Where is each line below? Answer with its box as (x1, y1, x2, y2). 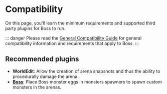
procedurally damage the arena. (12, 73, 79, 79)
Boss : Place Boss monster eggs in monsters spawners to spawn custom (12, 78, 162, 84)
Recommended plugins (5, 55, 79, 63)
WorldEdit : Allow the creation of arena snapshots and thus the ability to (12, 68, 160, 74)
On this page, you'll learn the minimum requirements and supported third (5, 20, 155, 26)
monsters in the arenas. (12, 84, 62, 90)
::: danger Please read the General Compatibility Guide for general (5, 35, 142, 41)
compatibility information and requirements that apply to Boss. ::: (5, 40, 139, 46)
